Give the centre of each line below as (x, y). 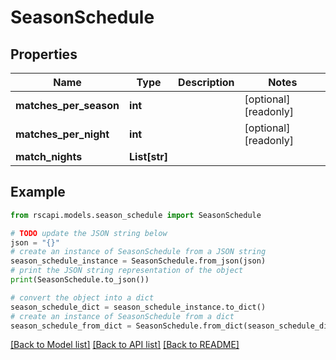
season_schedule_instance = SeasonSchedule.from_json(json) (138, 261)
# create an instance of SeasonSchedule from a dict (122, 316)
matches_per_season (67, 105)
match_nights (49, 156)
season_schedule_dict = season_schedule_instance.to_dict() (138, 307)
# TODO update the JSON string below (89, 233)
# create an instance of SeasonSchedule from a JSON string (138, 252)
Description (206, 82)
